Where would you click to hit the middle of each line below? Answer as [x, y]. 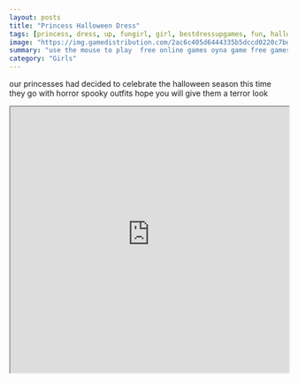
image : [21, 42]
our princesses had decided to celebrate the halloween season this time [140, 84]
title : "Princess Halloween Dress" [75, 26]
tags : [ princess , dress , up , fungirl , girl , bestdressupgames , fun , [138, 34]
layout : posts [35, 17]
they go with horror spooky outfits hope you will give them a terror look [138, 93]
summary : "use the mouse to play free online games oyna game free [138, 51]
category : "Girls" [43, 59]
